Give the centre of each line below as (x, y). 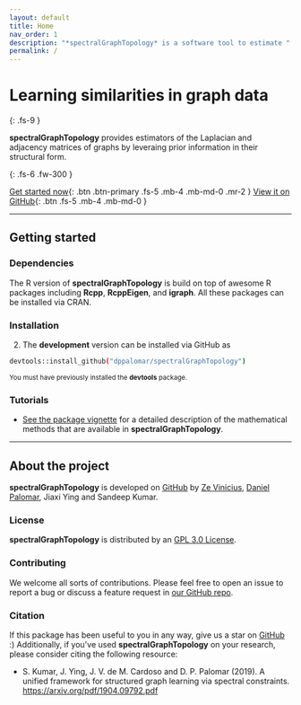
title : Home (31, 26)
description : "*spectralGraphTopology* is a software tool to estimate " (150, 43)
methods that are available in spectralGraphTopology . (123, 429)
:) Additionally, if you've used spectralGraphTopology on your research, (142, 644)
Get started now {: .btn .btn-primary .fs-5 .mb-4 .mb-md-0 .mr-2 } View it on (150, 192)
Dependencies (42, 263)
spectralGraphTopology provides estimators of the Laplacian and (131, 138)
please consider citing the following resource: (94, 654)
